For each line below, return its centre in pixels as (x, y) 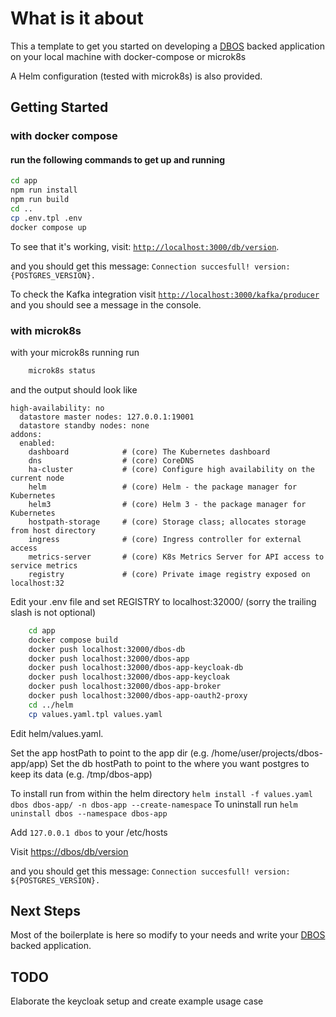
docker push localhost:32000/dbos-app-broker (125, 687)
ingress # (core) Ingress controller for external (165, 539)
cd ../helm (51, 705)
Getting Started (59, 107)
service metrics (44, 565)
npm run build (40, 200)
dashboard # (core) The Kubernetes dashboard (149, 452)
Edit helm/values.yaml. (57, 733)
